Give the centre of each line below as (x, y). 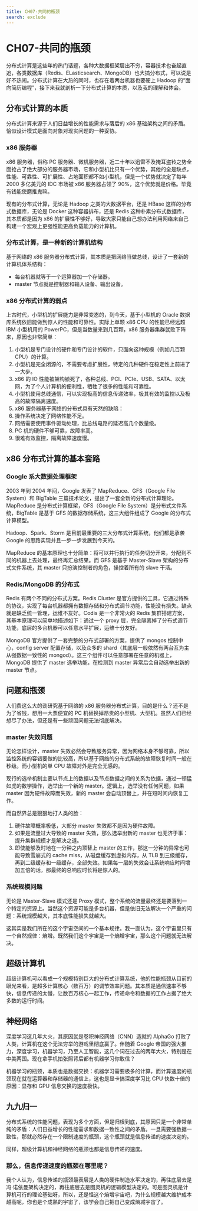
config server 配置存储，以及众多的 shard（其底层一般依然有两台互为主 (103, 648)
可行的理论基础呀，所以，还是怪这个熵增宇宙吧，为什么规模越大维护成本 (104, 1194)
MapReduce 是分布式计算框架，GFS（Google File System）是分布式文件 (94, 505)
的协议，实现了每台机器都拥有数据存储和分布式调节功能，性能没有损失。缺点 (99, 605)
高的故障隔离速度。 (38, 401)
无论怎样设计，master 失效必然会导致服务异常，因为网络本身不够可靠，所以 (98, 751)
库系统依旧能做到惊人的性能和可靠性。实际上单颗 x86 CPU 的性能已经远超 (96, 322)
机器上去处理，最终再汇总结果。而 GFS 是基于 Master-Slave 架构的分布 (102, 560)
